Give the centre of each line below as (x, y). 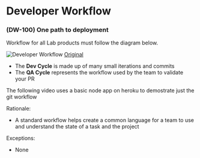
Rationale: (19, 109)
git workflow (22, 97)
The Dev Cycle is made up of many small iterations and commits (95, 66)
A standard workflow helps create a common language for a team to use (104, 120)
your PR (25, 79)
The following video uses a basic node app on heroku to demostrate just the (100, 91)
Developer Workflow (59, 11)
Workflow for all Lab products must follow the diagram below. (82, 43)
